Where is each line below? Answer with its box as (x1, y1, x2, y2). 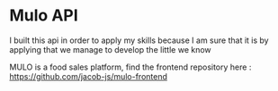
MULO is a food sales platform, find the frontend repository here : (9, 62, 252, 72)
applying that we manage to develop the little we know (9, 44, 211, 54)
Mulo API (9, 5, 78, 26)
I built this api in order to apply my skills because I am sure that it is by (9, 35, 269, 45)
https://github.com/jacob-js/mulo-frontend (9, 70, 168, 81)
